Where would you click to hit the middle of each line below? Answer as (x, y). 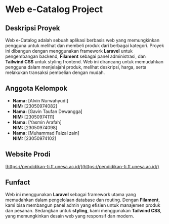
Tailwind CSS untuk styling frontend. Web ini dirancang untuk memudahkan (84, 62)
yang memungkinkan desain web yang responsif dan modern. (70, 216)
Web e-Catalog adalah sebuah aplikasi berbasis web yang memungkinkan (82, 40)
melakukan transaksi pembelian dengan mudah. (55, 72)
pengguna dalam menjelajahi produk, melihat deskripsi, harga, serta (76, 67)
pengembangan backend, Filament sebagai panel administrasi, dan (75, 56)
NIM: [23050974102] (34, 138)
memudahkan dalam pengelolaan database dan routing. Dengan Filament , (83, 200)
